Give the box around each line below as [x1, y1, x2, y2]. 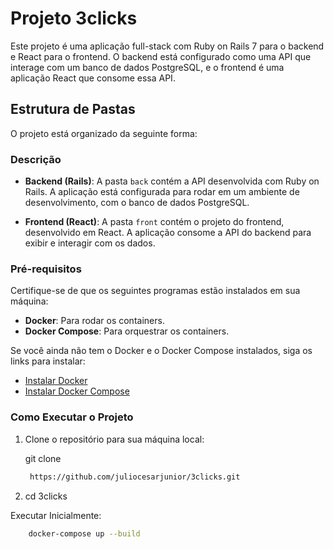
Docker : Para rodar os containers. [24, 315, 165, 327]
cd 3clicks [24, 490, 68, 502]
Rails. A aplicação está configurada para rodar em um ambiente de [24, 186, 300, 198]
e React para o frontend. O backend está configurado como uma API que [10, 50, 312, 62]
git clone [24, 452, 62, 464]
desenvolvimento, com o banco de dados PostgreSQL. [24, 197, 250, 209]
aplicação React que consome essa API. [10, 72, 176, 84]
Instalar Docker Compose [24, 385, 130, 397]
